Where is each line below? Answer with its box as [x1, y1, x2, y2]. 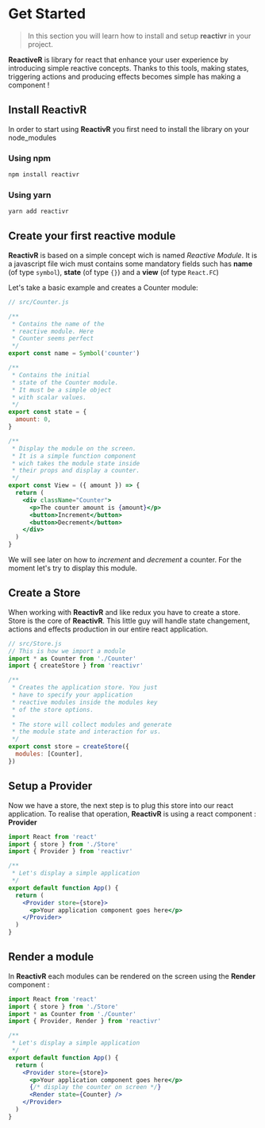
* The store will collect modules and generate [11, 720, 172, 728]
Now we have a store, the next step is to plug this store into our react [8, 800, 234, 810]
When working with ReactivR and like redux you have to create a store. [8, 607, 240, 616]
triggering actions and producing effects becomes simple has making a [8, 71, 241, 81]
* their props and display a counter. [11, 466, 140, 475]
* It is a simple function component [11, 452, 136, 460]
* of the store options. [11, 705, 94, 713]
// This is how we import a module [8, 647, 126, 655]
